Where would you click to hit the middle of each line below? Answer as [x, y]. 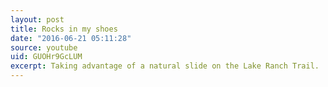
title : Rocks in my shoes [64, 29]
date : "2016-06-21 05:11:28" [71, 38]
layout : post [37, 19]
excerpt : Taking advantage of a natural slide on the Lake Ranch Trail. [165, 66]
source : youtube [44, 47]
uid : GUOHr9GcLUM [46, 57]
